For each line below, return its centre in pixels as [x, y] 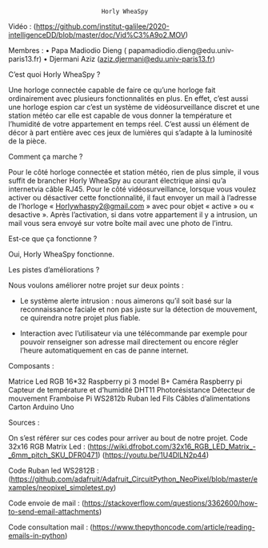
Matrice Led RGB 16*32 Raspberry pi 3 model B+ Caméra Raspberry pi [125, 381]
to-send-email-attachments [54, 512]
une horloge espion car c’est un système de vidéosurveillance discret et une [134, 107]
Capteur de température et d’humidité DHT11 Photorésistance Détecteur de [132, 390]
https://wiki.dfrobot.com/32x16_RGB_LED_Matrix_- [172, 446]
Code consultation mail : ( [51, 527]
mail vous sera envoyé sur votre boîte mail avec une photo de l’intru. [121, 223]
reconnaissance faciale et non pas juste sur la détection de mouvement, [138, 309]
